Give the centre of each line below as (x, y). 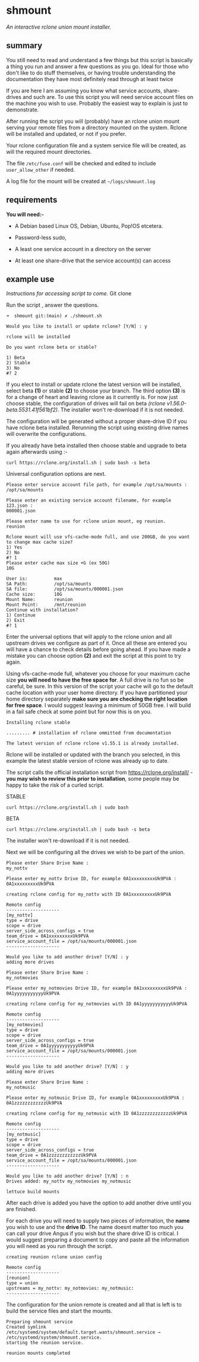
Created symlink (26, 1327)
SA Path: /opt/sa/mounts (49, 584)
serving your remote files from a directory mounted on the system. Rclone (97, 127)
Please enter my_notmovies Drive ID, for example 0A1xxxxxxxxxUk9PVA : (97, 988)
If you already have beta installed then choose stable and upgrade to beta (97, 445)
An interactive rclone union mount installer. (59, 27)
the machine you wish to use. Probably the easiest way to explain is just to (97, 103)
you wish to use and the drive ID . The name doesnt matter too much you (95, 1227)
